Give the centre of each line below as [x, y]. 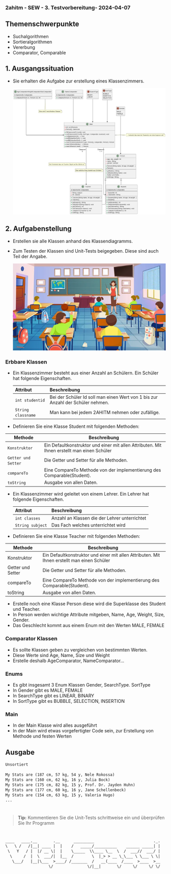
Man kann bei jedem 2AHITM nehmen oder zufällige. [105, 412]
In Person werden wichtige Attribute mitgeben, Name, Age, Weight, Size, [89, 615]
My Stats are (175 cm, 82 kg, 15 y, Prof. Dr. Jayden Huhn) [70, 785]
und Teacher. [26, 609]
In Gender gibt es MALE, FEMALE [48, 690]
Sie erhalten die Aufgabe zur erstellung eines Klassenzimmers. [78, 81]
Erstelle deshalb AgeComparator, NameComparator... [68, 661]
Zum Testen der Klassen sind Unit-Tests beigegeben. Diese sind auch [85, 251]
